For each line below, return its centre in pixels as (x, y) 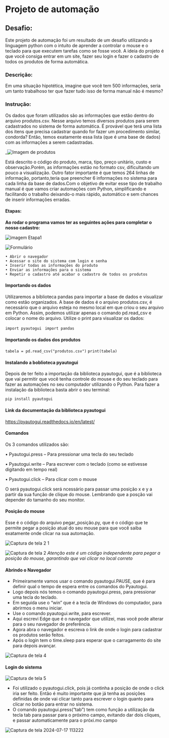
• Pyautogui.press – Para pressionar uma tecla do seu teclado (69, 454)
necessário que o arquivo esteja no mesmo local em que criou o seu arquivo (84, 307)
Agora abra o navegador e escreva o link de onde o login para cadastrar (87, 630)
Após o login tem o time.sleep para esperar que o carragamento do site (87, 640)
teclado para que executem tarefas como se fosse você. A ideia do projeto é (84, 51)
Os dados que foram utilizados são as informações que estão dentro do (80, 115)
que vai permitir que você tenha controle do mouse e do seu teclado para (81, 379)
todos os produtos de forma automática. (47, 61)
